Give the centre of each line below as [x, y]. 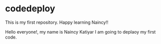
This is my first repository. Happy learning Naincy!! [57, 22]
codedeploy [30, 9]
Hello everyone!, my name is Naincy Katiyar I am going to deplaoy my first [80, 32]
